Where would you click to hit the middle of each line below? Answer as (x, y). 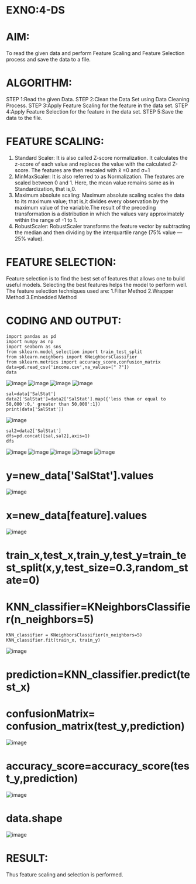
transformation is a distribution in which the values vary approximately (99, 214)
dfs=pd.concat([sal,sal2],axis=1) (48, 436)
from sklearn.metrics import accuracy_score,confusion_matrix (83, 362)
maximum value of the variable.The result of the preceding (85, 208)
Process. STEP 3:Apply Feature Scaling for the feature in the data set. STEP (97, 105)
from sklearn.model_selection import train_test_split (74, 352)
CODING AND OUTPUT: (64, 321)
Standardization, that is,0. (45, 189)
